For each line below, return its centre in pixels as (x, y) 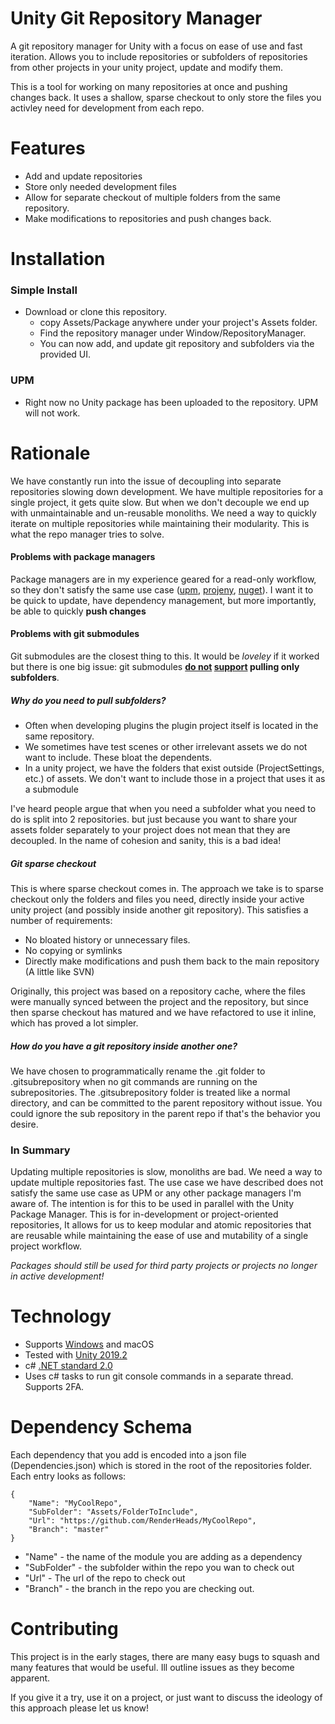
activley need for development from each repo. (107, 108)
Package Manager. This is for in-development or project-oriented (144, 1214)
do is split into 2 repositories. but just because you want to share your (154, 819)
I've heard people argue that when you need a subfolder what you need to (163, 808)
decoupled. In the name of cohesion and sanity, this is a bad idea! (146, 840)
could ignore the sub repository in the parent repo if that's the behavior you (165, 1113)
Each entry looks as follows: (68, 1476)
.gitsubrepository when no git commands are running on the (134, 1081)
